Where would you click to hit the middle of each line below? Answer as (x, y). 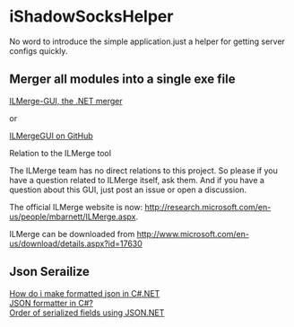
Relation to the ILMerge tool (61, 153)
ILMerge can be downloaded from (72, 234)
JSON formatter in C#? (52, 303)
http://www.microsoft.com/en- (193, 234)
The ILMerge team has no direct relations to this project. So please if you (143, 170)
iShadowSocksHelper (91, 17)
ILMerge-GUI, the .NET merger (66, 101)
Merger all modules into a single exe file (122, 80)
